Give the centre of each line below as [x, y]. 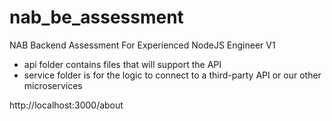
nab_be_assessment [96, 17]
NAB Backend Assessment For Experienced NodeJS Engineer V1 [142, 45]
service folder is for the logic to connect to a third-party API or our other [172, 75]
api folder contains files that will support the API [122, 64]
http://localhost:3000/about [66, 105]
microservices [53, 85]
